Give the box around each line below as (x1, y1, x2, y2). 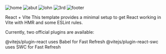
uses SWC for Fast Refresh (5, 44, 61, 50)
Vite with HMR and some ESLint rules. (5, 20, 83, 25)
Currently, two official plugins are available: (5, 29, 94, 35)
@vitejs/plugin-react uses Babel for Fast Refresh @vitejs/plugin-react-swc (5, 39, 158, 45)
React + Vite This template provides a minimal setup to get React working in (5, 14, 161, 20)
